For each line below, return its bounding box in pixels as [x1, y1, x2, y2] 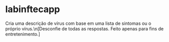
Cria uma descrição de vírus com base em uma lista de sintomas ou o [5, 20, 152, 26]
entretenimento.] [5, 31, 41, 37]
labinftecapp [5, 4, 60, 15]
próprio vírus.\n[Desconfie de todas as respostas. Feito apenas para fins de [5, 25, 164, 31]
